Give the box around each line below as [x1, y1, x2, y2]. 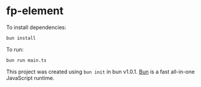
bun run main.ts [6, 57, 47, 63]
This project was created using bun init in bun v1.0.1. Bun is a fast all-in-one [6, 68, 195, 75]
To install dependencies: [6, 24, 67, 31]
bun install [6, 35, 36, 41]
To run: [6, 46, 24, 53]
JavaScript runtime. [6, 74, 55, 81]
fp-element [6, 4, 64, 18]
